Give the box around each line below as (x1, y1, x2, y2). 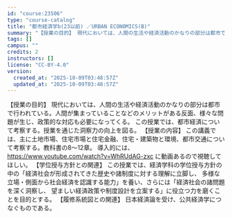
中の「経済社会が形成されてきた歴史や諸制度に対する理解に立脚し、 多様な (7, 170, 221, 178)
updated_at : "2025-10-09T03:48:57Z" (13, 81, 119, 88)
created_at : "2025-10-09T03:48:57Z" (13, 74, 119, 81)
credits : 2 (7, 49, 39, 56)
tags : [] (7, 36, 32, 43)
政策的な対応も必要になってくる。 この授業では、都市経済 (37, 118, 202, 126)
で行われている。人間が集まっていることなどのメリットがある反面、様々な (7, 109, 218, 117)
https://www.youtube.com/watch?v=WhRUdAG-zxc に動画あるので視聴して (7, 152, 222, 161)
